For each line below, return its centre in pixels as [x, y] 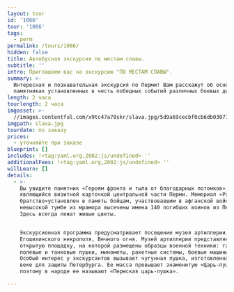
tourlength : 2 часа [36, 104]
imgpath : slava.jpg [36, 123]
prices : [18, 136]
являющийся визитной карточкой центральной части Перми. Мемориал [118, 195]
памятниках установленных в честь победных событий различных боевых [116, 91]
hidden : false [28, 53]
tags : [15, 33]
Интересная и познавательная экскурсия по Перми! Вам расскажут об [114, 85]
